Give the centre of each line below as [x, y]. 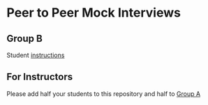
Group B [24, 39]
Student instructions [36, 55]
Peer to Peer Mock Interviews [94, 13]
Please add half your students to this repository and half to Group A [103, 94]
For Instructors [40, 77]
